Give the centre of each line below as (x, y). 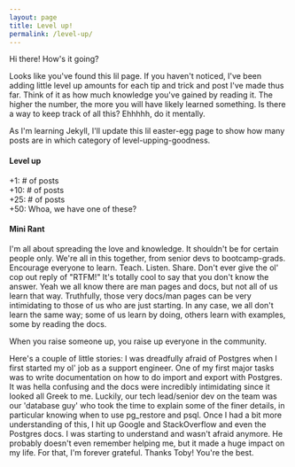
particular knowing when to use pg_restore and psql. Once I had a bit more (145, 415)
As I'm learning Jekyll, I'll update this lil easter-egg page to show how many (147, 131)
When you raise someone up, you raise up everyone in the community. (138, 341)
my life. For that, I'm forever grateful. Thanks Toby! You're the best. (132, 452)
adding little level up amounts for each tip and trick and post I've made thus (147, 86)
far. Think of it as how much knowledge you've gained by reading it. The (141, 95)
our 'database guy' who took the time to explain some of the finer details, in (147, 405)
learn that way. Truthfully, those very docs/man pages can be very (131, 296)
